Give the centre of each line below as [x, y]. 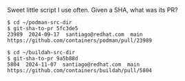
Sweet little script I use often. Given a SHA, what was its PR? [92, 10]
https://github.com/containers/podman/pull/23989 [80, 40]
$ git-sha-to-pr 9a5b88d [43, 58]
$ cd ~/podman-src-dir [40, 23]
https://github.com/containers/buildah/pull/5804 [80, 71]
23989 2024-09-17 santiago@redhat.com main [75, 34]
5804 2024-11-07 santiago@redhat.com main [73, 65]
